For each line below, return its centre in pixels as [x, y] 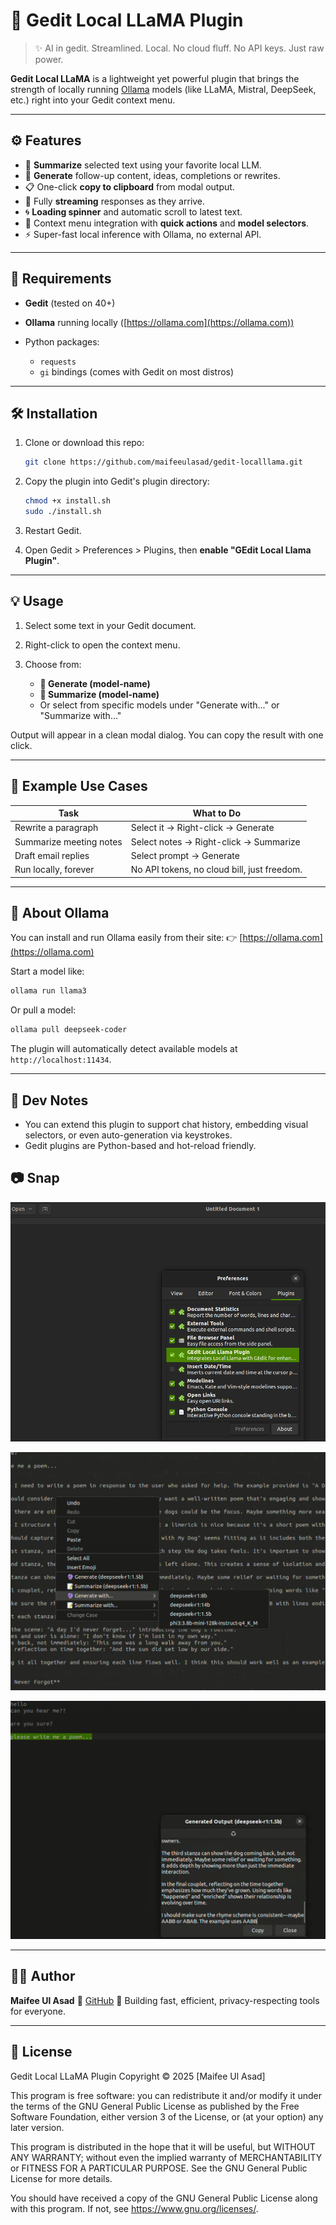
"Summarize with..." [80, 715]
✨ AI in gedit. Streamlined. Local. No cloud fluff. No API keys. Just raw [179, 48]
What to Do [217, 813]
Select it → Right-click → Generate [202, 828]
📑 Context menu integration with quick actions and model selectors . [167, 223]
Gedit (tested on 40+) [70, 303]
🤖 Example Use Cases [79, 786]
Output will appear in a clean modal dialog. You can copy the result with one [167, 735]
